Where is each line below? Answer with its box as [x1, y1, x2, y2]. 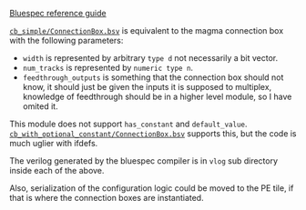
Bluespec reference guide [9, 8, 107, 18]
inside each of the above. [9, 165, 105, 175]
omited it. [22, 101, 58, 112]
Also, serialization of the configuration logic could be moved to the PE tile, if [9, 183, 294, 194]
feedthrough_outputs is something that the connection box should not [22, 72, 284, 83]
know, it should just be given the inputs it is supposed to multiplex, [22, 82, 272, 92]
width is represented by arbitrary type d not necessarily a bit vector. [22, 53, 279, 63]
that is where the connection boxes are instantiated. [9, 193, 204, 203]
